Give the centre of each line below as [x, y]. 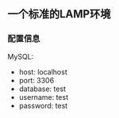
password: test [43, 105]
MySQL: [21, 56]
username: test [44, 97]
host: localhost [43, 72]
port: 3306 [36, 80]
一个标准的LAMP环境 [59, 14]
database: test [42, 89]
